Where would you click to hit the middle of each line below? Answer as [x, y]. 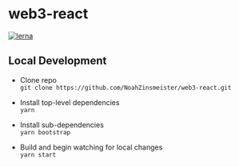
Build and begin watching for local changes [91, 147]
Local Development [58, 61]
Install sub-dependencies [62, 125]
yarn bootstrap [45, 132]
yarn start [38, 155]
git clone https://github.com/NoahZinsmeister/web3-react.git [125, 87]
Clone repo [38, 80]
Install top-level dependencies [70, 102]
